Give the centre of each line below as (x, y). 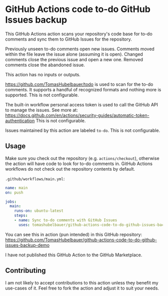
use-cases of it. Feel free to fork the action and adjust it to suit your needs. (82, 288)
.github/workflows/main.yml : (35, 179)
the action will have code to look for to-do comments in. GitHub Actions (79, 164)
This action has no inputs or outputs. (43, 74)
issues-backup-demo (27, 245)
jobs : (11, 202)
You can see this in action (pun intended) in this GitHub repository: (74, 234)
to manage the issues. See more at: (42, 110)
